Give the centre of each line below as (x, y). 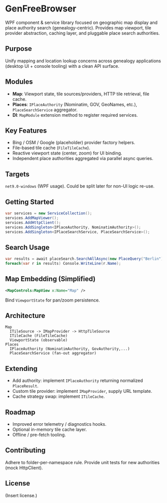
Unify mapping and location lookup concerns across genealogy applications (83, 61)
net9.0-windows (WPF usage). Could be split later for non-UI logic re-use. (80, 186)
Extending (21, 369)
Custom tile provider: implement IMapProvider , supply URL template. (82, 391)
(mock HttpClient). (24, 468)
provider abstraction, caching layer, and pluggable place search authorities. (83, 33)
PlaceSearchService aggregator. (45, 110)
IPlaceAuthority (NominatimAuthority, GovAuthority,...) (70, 349)
